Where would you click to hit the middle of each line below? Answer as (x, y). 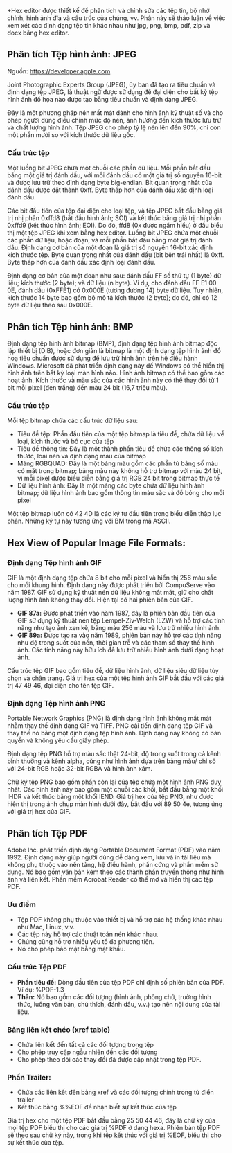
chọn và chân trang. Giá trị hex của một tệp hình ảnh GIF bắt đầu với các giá (116, 678)
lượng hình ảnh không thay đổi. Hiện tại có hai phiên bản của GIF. (100, 600)
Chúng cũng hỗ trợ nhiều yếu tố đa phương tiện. (86, 942)
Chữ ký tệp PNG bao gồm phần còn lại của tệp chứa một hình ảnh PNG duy (114, 782)
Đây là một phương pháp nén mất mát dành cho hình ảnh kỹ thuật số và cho (115, 113)
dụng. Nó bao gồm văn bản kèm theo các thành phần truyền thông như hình (115, 872)
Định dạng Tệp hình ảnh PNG (56, 703)
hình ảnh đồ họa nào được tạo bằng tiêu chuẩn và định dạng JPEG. (103, 99)
